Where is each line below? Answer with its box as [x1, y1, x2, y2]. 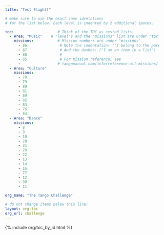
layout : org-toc [5, 206, 38, 211]
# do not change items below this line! [5, 202, 89, 207]
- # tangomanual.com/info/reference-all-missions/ [18, 61, 159, 66]
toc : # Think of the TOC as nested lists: [5, 29, 134, 34]
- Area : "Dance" [9, 116, 42, 121]
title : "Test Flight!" [5, 7, 51, 12]
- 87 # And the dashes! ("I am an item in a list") [18, 47, 156, 52]
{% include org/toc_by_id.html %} [5, 224, 73, 230]
